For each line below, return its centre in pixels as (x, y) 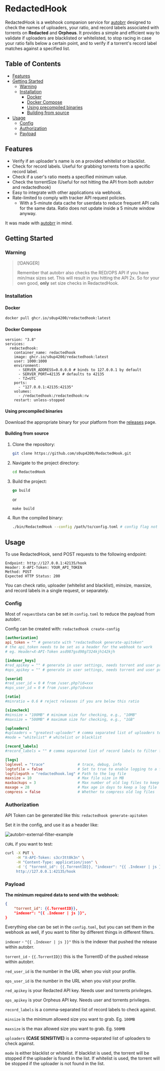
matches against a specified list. (38, 48)
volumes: (23, 392)
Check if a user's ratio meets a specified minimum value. (69, 177)
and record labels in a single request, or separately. (57, 591)
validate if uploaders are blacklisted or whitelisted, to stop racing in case (78, 38)
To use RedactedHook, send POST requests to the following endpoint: (76, 554)
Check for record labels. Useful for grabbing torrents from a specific (81, 166)
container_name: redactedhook (45, 353)
